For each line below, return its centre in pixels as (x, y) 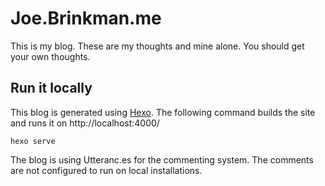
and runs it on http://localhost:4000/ (85, 123)
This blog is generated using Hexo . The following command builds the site (163, 112)
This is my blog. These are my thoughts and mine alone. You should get (157, 46)
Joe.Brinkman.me (86, 18)
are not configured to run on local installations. (106, 170)
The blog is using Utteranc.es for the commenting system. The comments (162, 159)
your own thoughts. (50, 56)
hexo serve (33, 141)
